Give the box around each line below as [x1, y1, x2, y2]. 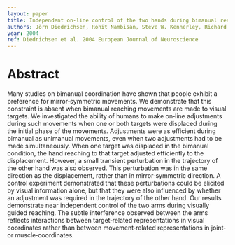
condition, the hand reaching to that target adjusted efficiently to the [7, 149, 204, 157]
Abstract [7, 66, 59, 83]
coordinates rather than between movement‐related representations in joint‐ [7, 223, 226, 232]
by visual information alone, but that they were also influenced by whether [7, 186, 221, 195]
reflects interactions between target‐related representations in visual [7, 216, 205, 225]
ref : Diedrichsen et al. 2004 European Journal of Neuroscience [7, 36, 199, 43]
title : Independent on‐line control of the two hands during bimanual [7, 17, 218, 24]
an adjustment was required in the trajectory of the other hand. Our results [7, 194, 222, 202]
